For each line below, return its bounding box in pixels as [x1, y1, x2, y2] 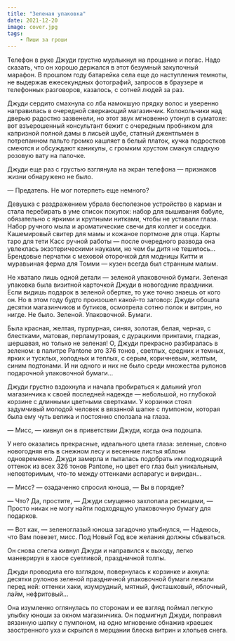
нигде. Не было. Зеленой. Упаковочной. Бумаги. [7, 311, 152, 319]
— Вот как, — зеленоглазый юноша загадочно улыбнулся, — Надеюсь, [7, 525, 221, 534]
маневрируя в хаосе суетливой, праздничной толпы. [7, 554, 166, 562]
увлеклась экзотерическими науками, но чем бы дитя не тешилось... [7, 245, 216, 253]
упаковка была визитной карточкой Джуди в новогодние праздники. [7, 280, 214, 289]
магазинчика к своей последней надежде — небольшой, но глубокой [7, 390, 217, 399]
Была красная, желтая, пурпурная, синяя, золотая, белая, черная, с [7, 324, 211, 332]
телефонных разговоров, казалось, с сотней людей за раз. [7, 86, 184, 94]
